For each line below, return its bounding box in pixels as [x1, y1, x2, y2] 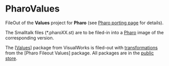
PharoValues [5, 3, 60, 15]
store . [5, 55, 18, 61]
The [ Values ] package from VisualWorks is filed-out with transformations [5, 44, 158, 50]
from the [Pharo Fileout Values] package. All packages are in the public [5, 50, 154, 56]
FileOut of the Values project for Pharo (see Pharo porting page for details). [5, 20, 164, 26]
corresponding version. [5, 35, 54, 41]
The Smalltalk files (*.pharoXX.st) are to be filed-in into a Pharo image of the [5, 29, 164, 35]
